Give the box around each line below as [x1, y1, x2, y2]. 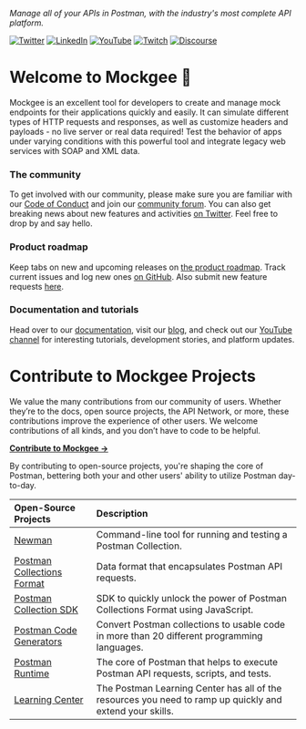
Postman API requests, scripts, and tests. [96, 667, 271, 680]
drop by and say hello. [9, 218, 93, 229]
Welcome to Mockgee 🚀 [9, 67, 192, 87]
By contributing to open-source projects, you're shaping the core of [9, 460, 264, 471]
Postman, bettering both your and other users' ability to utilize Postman [9, 469, 277, 481]
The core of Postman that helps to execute [96, 655, 279, 668]
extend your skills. [96, 704, 175, 717]
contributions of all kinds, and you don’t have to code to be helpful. [9, 425, 261, 436]
